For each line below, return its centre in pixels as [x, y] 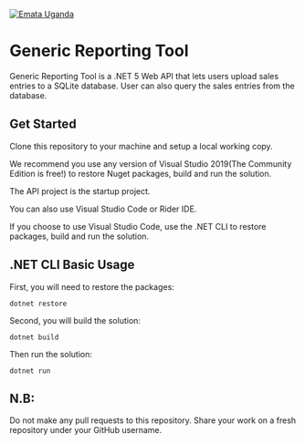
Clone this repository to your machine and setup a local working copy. [141, 146]
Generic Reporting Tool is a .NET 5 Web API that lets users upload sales [144, 76]
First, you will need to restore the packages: [92, 286]
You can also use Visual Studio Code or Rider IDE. [103, 209]
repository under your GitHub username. [86, 430]
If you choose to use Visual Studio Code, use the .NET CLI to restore [138, 226]
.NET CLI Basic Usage [72, 265]
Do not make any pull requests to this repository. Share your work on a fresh [153, 420]
